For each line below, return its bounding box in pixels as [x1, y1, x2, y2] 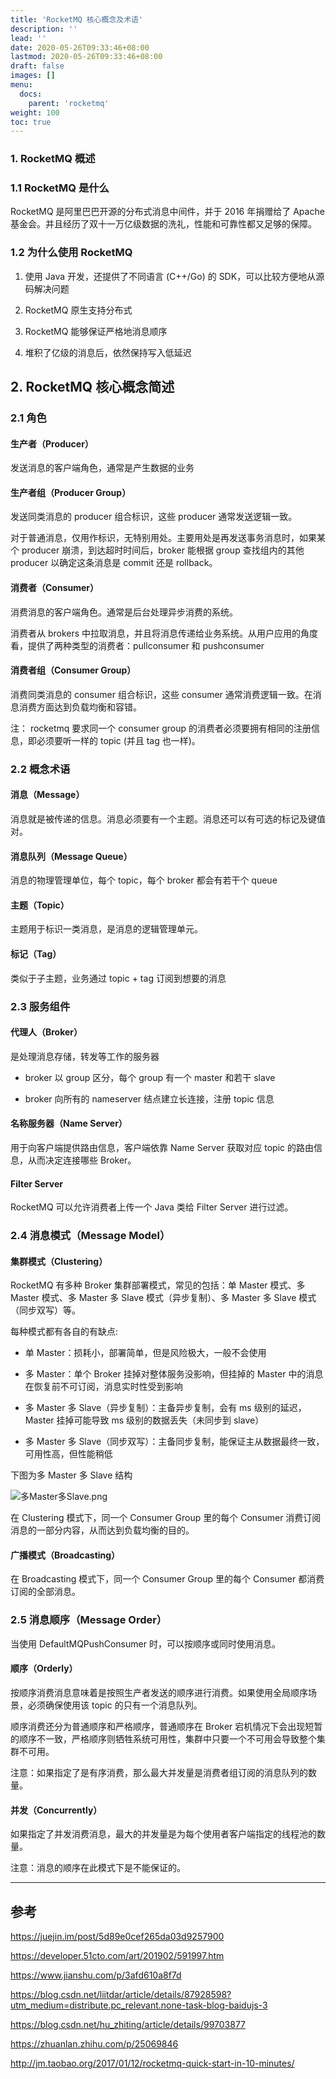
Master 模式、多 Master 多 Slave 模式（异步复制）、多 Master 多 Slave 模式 [10, 1292, 317, 1304]
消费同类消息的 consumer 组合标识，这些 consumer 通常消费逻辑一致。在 [10, 688, 313, 700]
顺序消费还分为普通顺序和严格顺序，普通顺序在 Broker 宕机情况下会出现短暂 [10, 1720, 323, 1732]
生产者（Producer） [10, 437, 94, 450]
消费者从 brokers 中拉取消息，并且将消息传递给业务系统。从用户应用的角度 [10, 627, 319, 639]
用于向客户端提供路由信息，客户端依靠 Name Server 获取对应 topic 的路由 [10, 1141, 314, 1153]
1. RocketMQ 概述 [10, 152, 96, 166]
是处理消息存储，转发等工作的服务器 [10, 1050, 160, 1062]
